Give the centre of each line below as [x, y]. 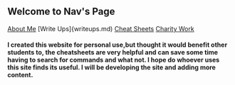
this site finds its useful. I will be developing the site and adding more [111, 67]
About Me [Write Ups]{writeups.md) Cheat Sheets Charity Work [101, 28]
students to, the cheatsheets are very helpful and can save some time [113, 52]
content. [20, 75]
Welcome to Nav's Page [61, 12]
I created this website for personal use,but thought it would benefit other [117, 45]
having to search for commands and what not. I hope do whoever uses [114, 60]
